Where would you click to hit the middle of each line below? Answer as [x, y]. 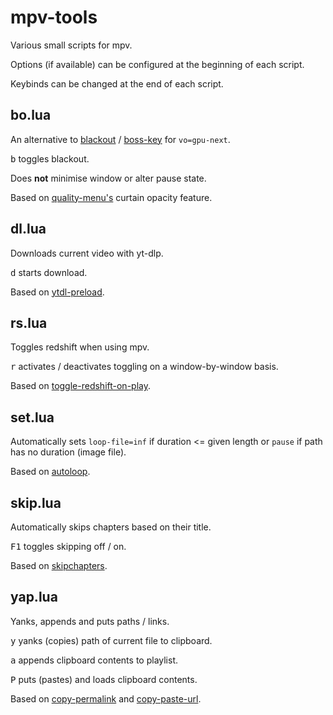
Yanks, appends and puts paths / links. [90, 621]
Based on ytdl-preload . [57, 292]
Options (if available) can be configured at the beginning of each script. [157, 64]
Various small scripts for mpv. [71, 45]
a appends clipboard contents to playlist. [94, 660]
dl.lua [28, 229]
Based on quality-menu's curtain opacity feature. [111, 197]
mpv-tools [54, 17]
